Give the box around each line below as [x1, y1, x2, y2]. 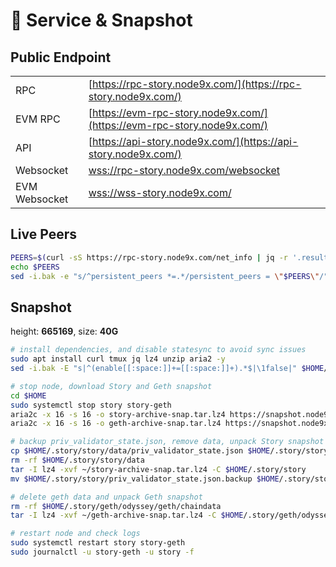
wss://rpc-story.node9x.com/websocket [88, 164, 280, 177]
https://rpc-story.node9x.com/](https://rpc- [91, 77, 302, 91]
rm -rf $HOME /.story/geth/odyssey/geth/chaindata [10, 501, 222, 511]
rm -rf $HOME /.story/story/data [10, 455, 145, 465]
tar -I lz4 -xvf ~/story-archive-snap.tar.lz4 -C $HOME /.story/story [10, 464, 307, 474]
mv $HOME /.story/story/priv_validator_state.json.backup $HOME [10, 474, 280, 484]
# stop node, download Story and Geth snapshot [10, 381, 213, 391]
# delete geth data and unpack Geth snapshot [10, 492, 203, 502]
